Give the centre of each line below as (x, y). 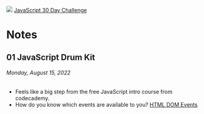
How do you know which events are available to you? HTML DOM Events (106, 104)
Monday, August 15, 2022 (39, 73)
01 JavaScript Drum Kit (51, 57)
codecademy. (32, 98)
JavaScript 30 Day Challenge (50, 10)
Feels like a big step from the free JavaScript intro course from (93, 91)
